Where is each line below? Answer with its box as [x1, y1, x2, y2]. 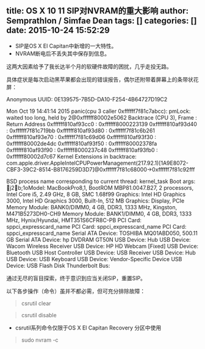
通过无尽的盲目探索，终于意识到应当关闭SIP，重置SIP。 [6, 274, 146, 282]
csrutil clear [21, 300, 51, 307]
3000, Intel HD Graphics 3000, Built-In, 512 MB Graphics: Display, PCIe [6, 197, 185, 204]
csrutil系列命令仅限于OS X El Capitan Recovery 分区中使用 [15, 324, 162, 331]
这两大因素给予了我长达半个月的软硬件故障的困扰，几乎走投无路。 [6, 63, 172, 70]
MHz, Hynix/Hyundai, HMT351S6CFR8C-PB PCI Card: [6, 216, 142, 224]
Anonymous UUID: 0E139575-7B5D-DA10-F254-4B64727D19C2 [6, 95, 168, 103]
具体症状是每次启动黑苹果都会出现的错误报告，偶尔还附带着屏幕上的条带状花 [6, 76, 199, 83]
